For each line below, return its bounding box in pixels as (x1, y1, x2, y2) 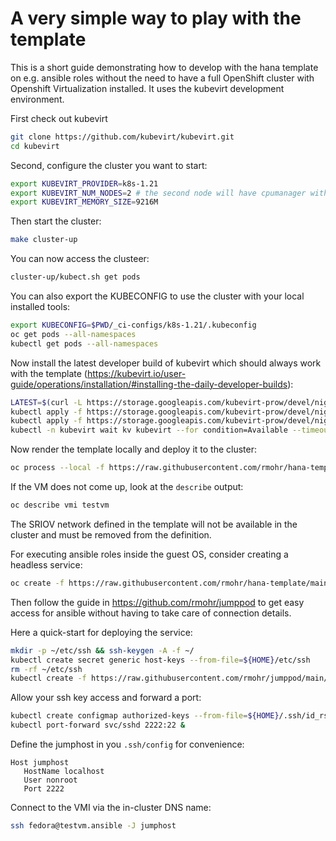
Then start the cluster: (10, 215, 102, 227)
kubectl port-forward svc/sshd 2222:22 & (10, 720, 186, 731)
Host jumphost (10, 758, 70, 768)
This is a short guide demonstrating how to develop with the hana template (10, 61, 319, 73)
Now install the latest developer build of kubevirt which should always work (10, 357, 322, 369)
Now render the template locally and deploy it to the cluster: (10, 443, 258, 456)
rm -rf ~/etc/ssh (10, 664, 83, 674)
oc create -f (10, 578, 65, 588)
